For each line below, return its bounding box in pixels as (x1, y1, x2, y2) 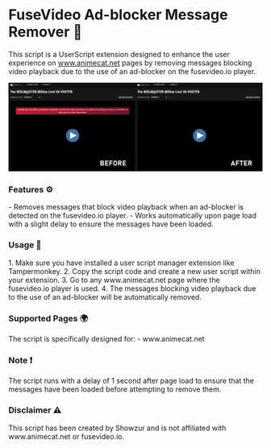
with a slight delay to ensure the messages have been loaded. (8, 219, 214, 229)
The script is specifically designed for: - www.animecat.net (8, 334, 205, 344)
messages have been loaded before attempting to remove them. (8, 384, 222, 394)
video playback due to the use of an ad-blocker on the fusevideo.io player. (8, 66, 256, 76)
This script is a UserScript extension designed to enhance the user (8, 49, 230, 59)
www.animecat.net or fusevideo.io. (8, 431, 125, 441)
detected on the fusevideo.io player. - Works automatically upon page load (8, 211, 256, 221)
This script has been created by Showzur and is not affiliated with (8, 423, 227, 433)
